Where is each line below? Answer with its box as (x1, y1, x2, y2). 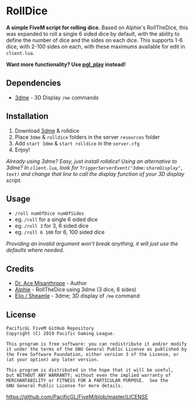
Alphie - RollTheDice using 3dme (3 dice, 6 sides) (14, 286, 136, 293)
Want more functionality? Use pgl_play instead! (6, 61, 126, 68)
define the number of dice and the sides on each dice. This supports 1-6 (6, 36, 183, 44)
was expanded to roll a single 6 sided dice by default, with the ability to (6, 30, 180, 37)
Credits (6, 264, 34, 274)
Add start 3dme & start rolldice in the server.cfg (14, 140, 140, 147)
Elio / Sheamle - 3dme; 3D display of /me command (14, 292, 140, 299)
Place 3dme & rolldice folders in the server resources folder (14, 133, 160, 141)
